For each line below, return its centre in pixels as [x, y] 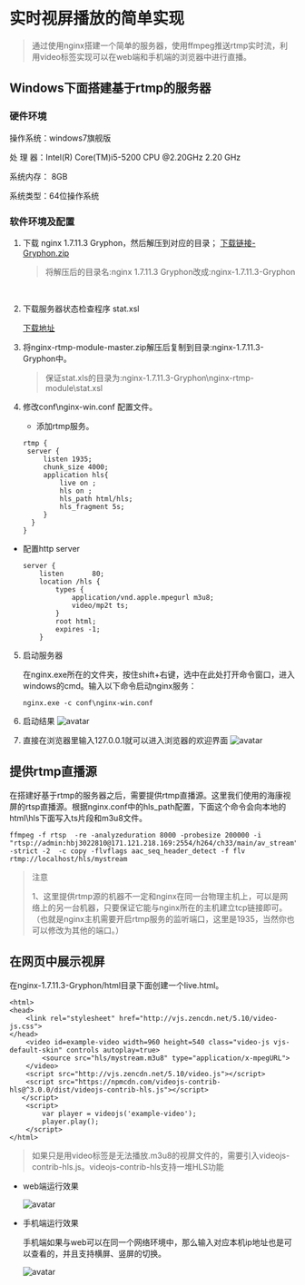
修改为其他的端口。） [86, 930]
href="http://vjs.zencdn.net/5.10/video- [199, 1018]
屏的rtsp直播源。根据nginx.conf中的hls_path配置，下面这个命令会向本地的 [148, 806]
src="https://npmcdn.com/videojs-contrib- [139, 1082]
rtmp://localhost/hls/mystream [69, 858]
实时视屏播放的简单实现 [97, 19]
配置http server [51, 548]
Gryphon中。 [47, 358]
